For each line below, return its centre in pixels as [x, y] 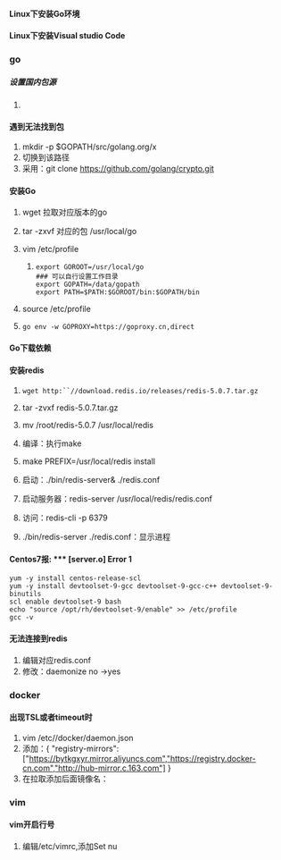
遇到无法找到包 [37, 126]
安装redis [27, 370]
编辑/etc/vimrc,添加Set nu [70, 846]
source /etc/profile [56, 309]
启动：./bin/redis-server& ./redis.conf [91, 480]
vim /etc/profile [50, 249]
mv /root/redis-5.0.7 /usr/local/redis [88, 426]
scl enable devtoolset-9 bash [66, 602]
